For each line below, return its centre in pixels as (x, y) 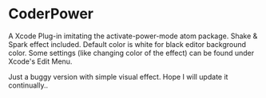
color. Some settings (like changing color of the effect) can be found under (131, 53)
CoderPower (51, 14)
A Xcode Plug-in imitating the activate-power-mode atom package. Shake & (133, 36)
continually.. (28, 85)
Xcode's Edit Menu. (40, 61)
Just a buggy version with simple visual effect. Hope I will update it (118, 76)
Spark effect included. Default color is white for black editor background (127, 44)
